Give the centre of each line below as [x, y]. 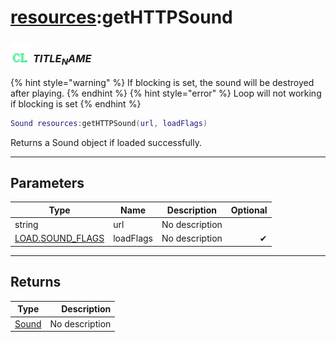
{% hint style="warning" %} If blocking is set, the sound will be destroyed [162, 82]
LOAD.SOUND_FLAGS [59, 238]
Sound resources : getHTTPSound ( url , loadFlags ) [109, 123]
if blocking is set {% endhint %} [76, 103]
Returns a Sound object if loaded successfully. [106, 142]
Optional [249, 210]
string [26, 225]
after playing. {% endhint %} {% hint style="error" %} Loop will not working [166, 93]
